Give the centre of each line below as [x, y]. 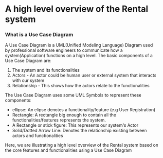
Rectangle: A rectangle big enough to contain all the [64, 115]
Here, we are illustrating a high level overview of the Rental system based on [82, 145]
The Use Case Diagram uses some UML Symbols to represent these [73, 95]
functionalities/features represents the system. [59, 120]
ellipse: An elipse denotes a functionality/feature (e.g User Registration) [84, 110]
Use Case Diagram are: [28, 61]
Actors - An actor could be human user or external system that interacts [84, 75]
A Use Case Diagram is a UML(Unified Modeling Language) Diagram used [79, 45]
